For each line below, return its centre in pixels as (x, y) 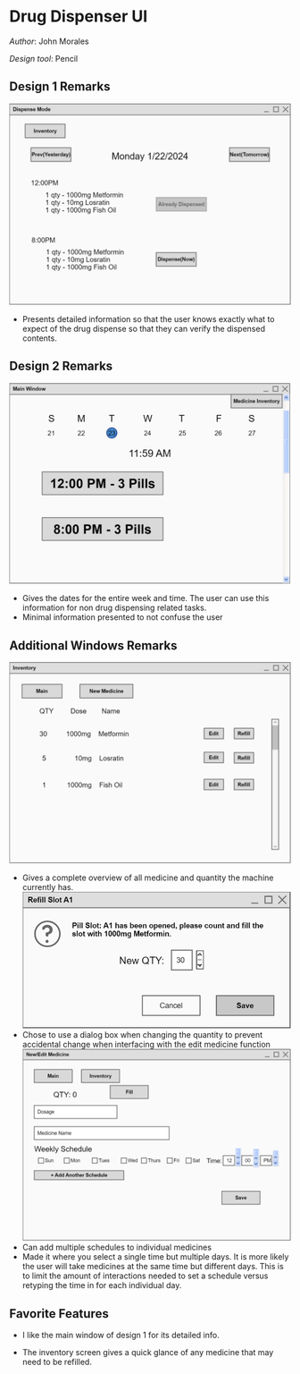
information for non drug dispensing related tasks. (114, 608)
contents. (40, 338)
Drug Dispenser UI (79, 17)
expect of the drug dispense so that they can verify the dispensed (144, 329)
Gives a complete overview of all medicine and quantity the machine (148, 878)
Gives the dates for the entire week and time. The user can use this (146, 598)
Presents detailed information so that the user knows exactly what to (148, 319)
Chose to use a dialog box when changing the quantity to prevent (142, 1034)
